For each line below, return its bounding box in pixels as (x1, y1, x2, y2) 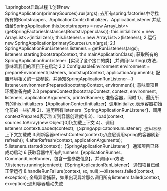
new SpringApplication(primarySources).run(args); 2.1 (5, 40, 116, 46)
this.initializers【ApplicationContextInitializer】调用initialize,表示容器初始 (13, 101, 162, 107)
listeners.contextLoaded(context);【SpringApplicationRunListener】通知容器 (5, 126, 162, 131)
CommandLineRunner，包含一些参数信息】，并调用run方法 (5, 156, 124, 161)
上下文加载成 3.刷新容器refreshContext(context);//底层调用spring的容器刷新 (5, 132, 160, 137)
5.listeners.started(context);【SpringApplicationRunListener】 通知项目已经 (5, 143, 159, 149)
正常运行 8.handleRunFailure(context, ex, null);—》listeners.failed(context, (5, 168, 155, 174)
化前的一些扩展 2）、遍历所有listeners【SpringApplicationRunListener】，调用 (5, 107, 162, 113)
